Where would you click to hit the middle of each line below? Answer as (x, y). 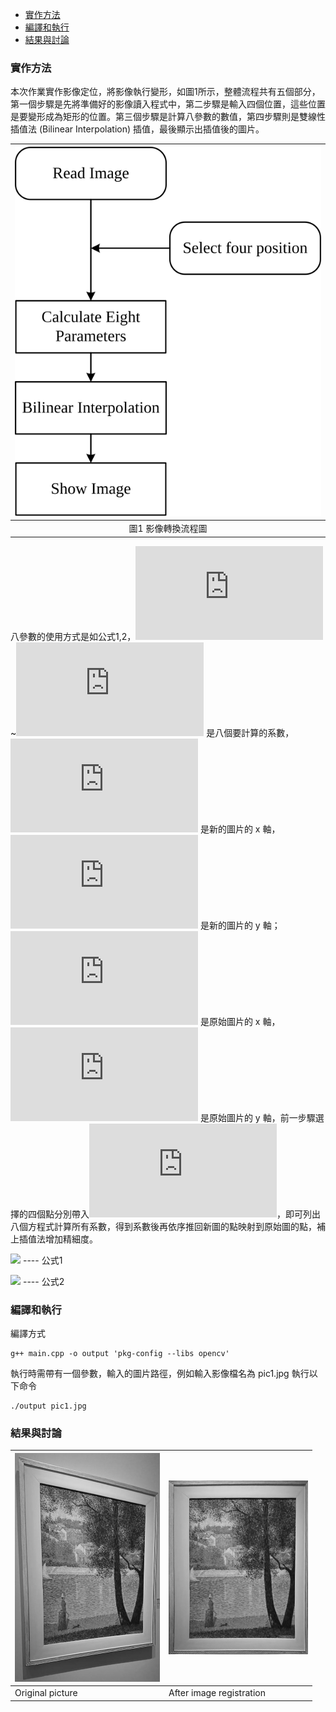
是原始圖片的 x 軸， (240, 1021)
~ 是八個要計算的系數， (152, 732)
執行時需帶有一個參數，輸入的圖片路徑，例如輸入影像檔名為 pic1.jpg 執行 (160, 1374)
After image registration (217, 1693)
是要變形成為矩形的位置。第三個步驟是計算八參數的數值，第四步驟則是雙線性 (168, 117)
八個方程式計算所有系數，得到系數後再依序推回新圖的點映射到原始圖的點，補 (168, 1226)
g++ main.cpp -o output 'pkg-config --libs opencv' (120, 1354)
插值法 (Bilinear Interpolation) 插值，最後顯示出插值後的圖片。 (137, 129)
